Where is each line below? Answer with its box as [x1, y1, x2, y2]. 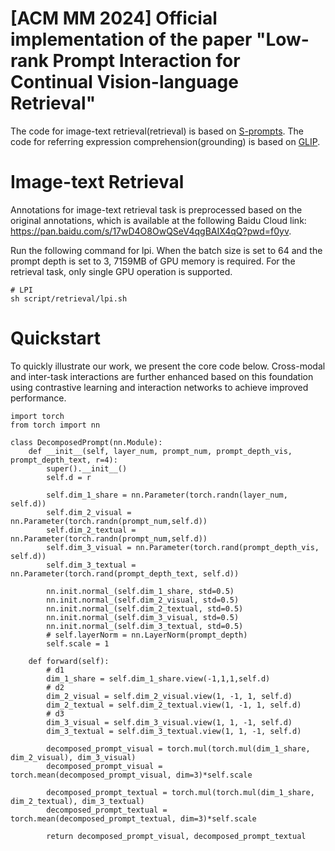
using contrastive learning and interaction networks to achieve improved [10, 381, 309, 393]
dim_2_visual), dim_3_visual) [10, 752, 137, 762]
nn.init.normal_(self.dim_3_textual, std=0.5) [46, 621, 244, 631]
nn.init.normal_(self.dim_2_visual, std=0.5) [46, 595, 240, 605]
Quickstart [10, 327, 102, 350]
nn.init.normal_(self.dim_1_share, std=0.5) [46, 586, 235, 596]
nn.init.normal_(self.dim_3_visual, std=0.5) [46, 612, 240, 622]
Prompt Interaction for [52, 50, 241, 72]
